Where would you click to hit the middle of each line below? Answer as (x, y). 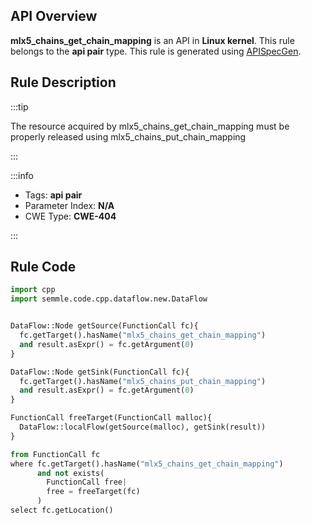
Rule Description (63, 82)
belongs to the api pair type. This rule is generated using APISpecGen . (156, 51)
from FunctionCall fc (55, 454)
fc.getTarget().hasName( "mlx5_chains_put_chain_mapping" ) (143, 381)
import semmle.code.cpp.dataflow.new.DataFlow (109, 299)
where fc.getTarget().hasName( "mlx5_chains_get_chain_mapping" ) (147, 464)
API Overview (54, 16)
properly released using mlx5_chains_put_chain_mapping (128, 136)
